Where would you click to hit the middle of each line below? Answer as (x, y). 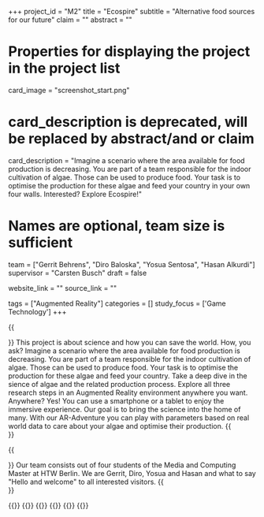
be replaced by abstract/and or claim (131, 139)
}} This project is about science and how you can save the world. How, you (130, 342)
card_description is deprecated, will (128, 122)
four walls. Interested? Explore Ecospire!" (75, 194)
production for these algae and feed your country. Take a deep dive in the (128, 376)
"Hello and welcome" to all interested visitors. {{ (86, 482)
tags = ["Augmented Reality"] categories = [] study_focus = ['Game (117, 303)
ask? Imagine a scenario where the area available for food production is (124, 351)
